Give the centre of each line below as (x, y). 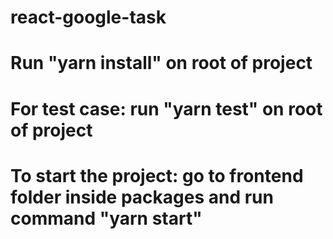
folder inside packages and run (142, 197)
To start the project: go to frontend (157, 175)
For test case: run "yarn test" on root (166, 108)
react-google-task (88, 17)
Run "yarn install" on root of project (161, 63)
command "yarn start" (106, 218)
